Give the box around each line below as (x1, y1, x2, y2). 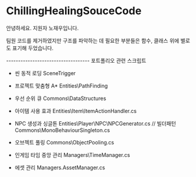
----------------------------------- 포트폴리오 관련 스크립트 (6, 57, 146, 64)
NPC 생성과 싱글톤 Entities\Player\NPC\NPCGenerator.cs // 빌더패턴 (14, 120, 177, 127)
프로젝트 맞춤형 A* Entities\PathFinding (14, 82, 108, 89)
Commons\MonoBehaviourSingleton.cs (14, 126, 110, 134)
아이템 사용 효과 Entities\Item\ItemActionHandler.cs (14, 107, 137, 114)
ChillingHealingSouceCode (6, 4, 142, 18)
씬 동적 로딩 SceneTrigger (14, 69, 76, 76)
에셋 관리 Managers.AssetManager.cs (14, 164, 105, 171)
